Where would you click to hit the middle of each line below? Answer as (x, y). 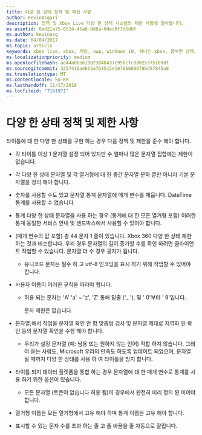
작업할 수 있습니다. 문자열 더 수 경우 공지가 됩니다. (80, 251)
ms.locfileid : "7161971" (37, 91)
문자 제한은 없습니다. (48, 310)
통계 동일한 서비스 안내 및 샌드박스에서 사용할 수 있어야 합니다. (88, 223)
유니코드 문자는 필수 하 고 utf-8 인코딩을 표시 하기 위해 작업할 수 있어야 (107, 264)
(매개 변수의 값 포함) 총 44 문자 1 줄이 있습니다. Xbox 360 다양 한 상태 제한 (103, 236)
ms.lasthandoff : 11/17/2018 (42, 86)
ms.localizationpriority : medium (48, 57)
